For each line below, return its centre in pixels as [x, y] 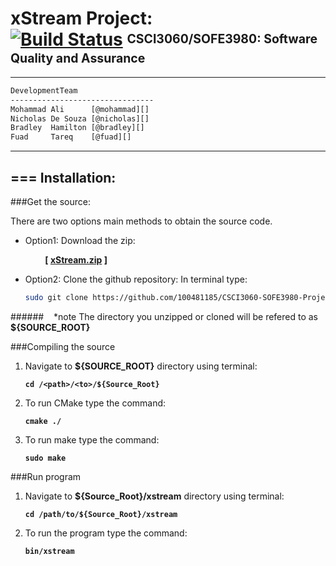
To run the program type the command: [106, 533]
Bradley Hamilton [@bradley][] [77, 128]
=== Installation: [63, 177]
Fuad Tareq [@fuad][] [71, 137]
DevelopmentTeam [44, 90]
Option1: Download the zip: [80, 240]
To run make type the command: [92, 439]
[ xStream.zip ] [76, 260]
